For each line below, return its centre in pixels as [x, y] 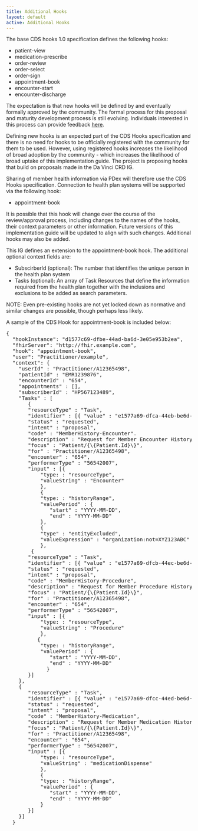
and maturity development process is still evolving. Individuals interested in [97, 118]
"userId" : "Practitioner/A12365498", [75, 369]
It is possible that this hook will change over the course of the [81, 214]
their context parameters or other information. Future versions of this [90, 227]
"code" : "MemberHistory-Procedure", [82, 581]
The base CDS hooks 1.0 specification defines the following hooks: [87, 39]
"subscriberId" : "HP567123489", [67, 393]
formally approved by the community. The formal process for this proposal [96, 112]
